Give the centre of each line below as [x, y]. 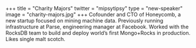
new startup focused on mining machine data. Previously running [84, 21]
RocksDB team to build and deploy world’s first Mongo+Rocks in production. [98, 33]
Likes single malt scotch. [36, 39]
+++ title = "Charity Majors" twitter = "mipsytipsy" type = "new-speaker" [94, 8]
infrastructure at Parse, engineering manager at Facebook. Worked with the [97, 27]
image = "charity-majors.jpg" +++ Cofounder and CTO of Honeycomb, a [93, 14]
